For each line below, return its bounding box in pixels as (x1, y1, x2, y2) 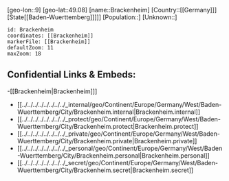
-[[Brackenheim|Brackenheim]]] (7, 87, 98, 95)
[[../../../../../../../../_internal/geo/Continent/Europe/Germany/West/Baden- (17, 100, 222, 108)
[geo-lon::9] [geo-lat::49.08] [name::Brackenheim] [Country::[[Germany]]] (7, 6, 217, 14)
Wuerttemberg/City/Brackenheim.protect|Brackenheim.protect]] (17, 122, 199, 130)
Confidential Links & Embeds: (7, 69, 136, 81)
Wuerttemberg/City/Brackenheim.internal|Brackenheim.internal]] (17, 108, 201, 116)
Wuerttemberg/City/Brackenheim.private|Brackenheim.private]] (17, 136, 197, 145)
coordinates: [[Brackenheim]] (7, 32, 94, 39)
